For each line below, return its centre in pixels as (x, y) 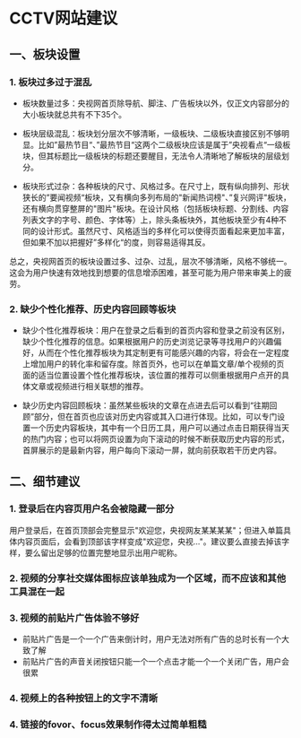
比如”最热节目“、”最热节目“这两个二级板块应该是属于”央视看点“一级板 (164, 144)
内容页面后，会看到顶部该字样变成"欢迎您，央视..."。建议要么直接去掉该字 (153, 541)
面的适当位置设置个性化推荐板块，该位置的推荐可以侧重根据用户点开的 (152, 375)
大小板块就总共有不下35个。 (74, 114)
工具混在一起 (37, 591)
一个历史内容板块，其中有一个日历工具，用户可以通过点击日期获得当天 (159, 428)
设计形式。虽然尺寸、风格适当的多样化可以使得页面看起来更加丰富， (163, 230)
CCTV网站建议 (64, 18)
